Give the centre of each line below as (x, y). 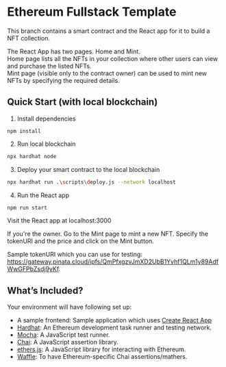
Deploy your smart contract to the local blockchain (88, 169)
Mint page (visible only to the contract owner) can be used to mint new (107, 73)
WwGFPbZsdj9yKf (33, 269)
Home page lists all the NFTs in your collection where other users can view (112, 58)
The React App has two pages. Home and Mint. (74, 51)
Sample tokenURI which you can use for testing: (75, 255)
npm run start (27, 207)
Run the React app (43, 195)
